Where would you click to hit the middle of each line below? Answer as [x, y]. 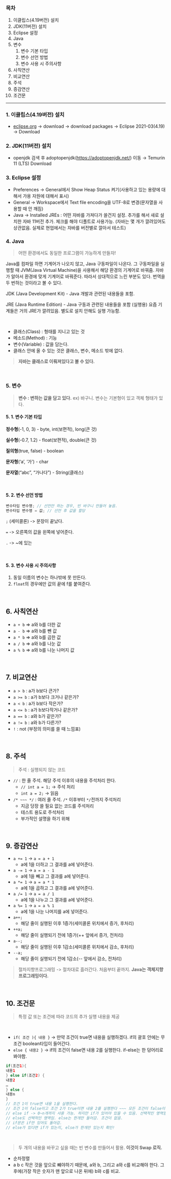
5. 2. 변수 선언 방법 [24, 495]
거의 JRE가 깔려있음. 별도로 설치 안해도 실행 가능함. [70, 311]
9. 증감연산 [22, 846]
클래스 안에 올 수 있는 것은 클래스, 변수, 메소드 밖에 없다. [68, 351]
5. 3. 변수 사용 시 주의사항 [31, 565]
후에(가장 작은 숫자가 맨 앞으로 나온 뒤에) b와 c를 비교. [67, 1171]
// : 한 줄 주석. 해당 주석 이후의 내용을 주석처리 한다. [64, 780]
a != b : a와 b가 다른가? [37, 722]
